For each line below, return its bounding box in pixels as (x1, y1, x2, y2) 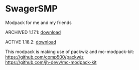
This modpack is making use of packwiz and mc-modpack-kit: (5, 48, 134, 54)
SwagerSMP (5, 3, 58, 14)
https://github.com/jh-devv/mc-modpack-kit (5, 59, 97, 65)
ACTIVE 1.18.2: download (5, 38, 57, 45)
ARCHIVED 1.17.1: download (5, 29, 61, 35)
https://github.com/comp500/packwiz (5, 53, 84, 60)
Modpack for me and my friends (5, 19, 72, 25)
